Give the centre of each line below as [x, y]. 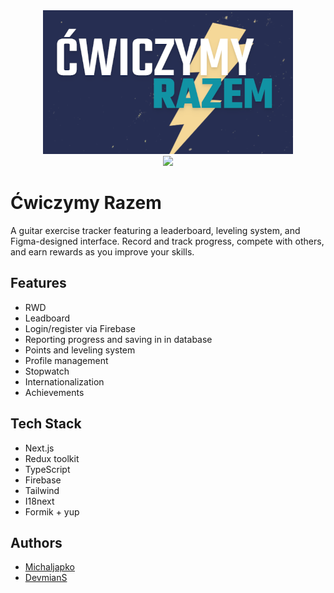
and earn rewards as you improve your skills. [102, 251]
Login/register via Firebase [80, 328]
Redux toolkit [52, 458]
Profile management [66, 360]
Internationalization [64, 381]
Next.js [39, 448]
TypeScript [47, 469]
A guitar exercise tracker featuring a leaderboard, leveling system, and [155, 230]
